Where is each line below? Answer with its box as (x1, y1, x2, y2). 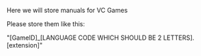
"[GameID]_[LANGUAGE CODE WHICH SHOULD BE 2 (6, 33, 162, 42)
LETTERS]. (163, 33, 195, 42)
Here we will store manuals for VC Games (6, 6, 128, 14)
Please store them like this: (6, 20, 86, 28)
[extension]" (6, 41, 43, 49)
